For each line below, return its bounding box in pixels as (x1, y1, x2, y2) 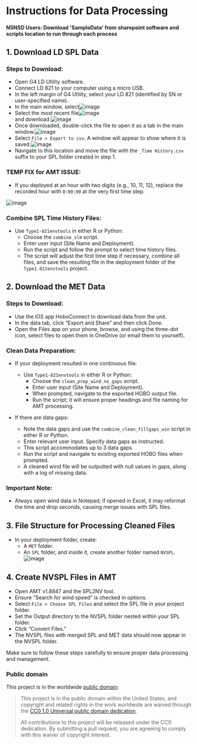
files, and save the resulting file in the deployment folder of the (23, 259, 176, 266)
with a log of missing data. (23, 469, 88, 477)
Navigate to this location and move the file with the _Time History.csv (14, 147, 184, 154)
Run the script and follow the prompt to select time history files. (23, 246, 178, 253)
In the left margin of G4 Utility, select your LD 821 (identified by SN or (14, 91, 182, 98)
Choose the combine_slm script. (23, 234, 99, 241)
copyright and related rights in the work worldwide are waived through (20, 701, 192, 708)
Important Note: (6, 484, 53, 492)
